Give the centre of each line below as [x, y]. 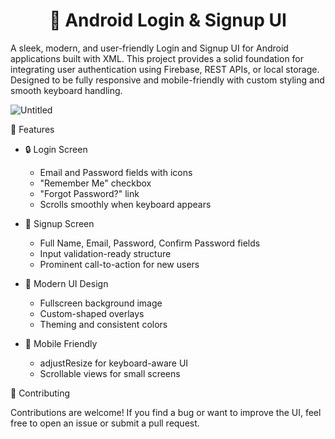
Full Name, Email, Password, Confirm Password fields [150, 243]
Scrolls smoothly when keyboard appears [125, 204]
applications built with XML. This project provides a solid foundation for [157, 58]
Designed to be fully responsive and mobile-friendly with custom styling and [167, 80]
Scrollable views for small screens [110, 373]
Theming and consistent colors [103, 324]
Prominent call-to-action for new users [119, 264]
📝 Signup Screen [59, 223]
